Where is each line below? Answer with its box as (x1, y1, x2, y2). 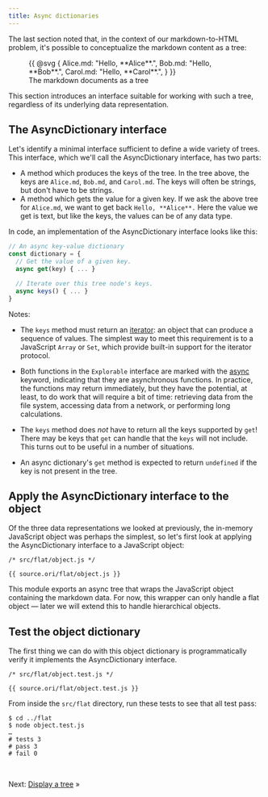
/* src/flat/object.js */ (8, 556, 95, 565)
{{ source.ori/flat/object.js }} (8, 570, 121, 578)
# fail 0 (8, 749, 38, 758)
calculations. (19, 409, 63, 419)
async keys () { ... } (15, 287, 89, 295)
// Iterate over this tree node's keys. (15, 279, 153, 287)
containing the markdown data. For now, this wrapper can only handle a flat (8, 593, 260, 603)
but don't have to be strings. (19, 186, 115, 195)
